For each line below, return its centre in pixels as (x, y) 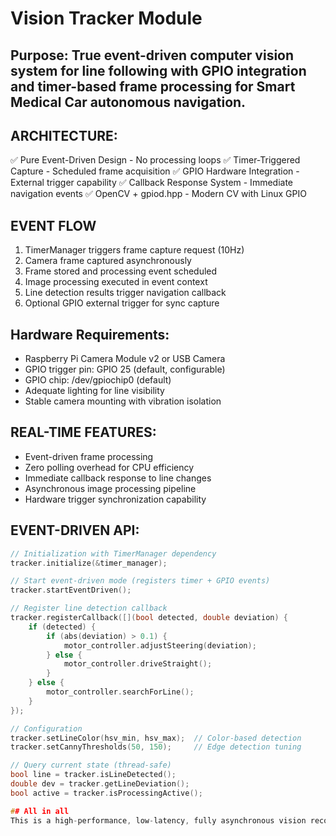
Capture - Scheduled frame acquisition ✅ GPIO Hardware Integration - (155, 171)
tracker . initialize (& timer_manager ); (89, 563)
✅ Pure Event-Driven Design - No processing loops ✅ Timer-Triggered (155, 160)
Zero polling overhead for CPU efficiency (109, 467)
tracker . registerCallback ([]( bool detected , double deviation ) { (149, 618)
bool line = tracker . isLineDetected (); (93, 775)
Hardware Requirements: (90, 334)
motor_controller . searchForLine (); (120, 692)
